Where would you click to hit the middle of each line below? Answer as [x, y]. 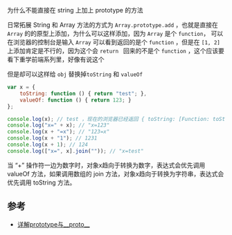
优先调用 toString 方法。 [42, 182]
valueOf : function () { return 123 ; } [75, 100]
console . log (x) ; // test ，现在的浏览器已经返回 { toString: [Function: [108, 119]
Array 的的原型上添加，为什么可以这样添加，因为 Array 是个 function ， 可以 [115, 34]
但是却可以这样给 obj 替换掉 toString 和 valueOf [75, 74]
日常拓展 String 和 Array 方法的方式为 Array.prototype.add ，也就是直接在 [113, 25]
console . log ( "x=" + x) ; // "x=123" [59, 125]
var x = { [21, 87]
